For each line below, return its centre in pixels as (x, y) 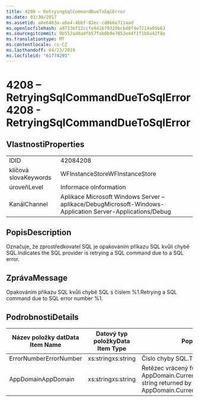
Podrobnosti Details (42, 317)
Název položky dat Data (45, 337)
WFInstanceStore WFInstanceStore (108, 173)
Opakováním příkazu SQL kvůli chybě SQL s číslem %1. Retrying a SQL (92, 292)
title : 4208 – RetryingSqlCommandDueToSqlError (66, 12)
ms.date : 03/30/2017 (32, 17)
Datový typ (112, 334)
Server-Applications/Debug (132, 211)
